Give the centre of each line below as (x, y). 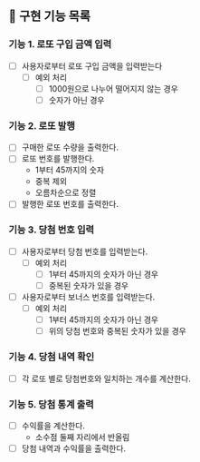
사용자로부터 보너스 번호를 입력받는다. (88, 297)
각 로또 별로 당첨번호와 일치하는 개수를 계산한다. (106, 378)
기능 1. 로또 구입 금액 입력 (60, 44)
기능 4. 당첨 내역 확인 (52, 357)
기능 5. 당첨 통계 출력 (51, 404)
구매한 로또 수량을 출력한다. (70, 147)
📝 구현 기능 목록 (50, 16)
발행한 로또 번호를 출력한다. (70, 204)
